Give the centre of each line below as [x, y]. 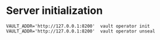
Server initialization [55, 11]
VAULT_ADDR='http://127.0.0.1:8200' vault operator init [78, 26]
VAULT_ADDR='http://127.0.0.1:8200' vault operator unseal [81, 31]
